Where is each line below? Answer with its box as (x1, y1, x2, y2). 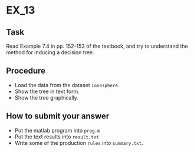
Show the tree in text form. (14, 88, 80, 95)
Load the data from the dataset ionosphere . (14, 81, 120, 88)
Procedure (6, 66, 46, 76)
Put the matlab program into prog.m (14, 127, 100, 134)
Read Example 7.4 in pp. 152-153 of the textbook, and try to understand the (6, 42, 189, 49)
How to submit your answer (6, 111, 110, 121)
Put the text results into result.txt (14, 133, 99, 140)
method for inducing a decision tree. (6, 49, 94, 56)
